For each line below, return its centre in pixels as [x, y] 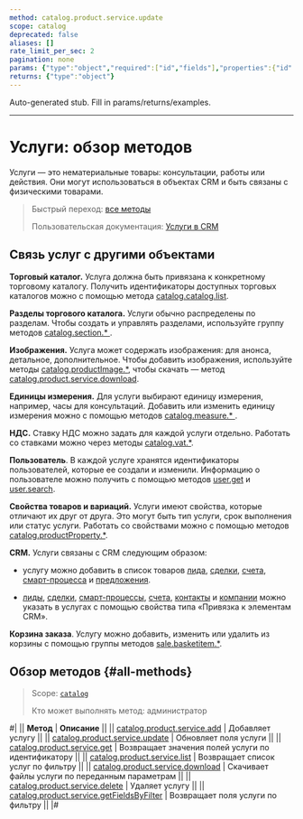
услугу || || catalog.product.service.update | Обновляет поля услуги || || [146, 738]
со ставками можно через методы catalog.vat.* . [101, 442]
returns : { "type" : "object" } [62, 77]
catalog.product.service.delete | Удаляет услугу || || [107, 786]
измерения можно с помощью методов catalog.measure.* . [124, 415]
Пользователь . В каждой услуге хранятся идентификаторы [124, 460]
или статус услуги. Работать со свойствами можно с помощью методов [149, 526]
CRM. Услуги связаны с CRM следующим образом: [108, 553]
